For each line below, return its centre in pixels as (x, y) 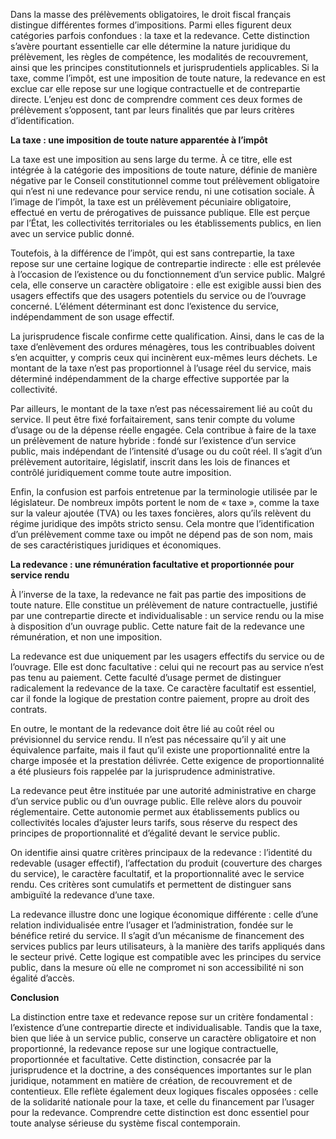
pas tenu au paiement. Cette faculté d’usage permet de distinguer (146, 677)
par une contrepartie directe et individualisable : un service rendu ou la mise (167, 615)
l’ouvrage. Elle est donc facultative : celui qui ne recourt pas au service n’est (167, 667)
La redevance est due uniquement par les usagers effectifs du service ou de (167, 656)
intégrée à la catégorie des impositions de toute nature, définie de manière (164, 170)
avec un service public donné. (72, 233)
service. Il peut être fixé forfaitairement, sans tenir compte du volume (153, 419)
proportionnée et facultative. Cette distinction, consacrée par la (141, 1059)
